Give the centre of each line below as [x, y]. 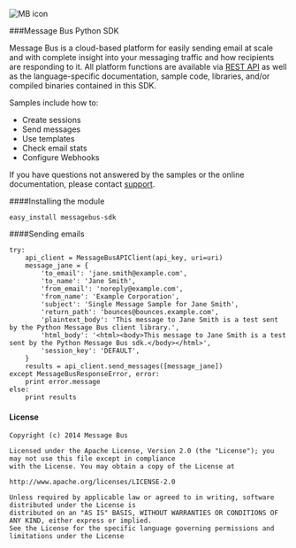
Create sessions [51, 120]
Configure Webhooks [61, 158]
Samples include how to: [54, 103]
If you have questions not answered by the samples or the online [127, 174]
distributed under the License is [73, 506]
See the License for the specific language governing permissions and [142, 529]
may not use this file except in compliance [92, 459]
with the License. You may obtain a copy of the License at [122, 467]
